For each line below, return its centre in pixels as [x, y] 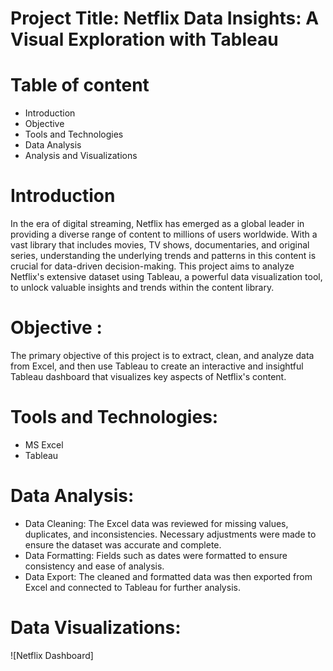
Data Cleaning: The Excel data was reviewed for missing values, [156, 523]
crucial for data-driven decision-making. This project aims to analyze [152, 266]
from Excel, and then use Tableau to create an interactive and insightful [157, 366]
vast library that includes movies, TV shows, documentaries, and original [160, 245]
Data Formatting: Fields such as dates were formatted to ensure [156, 555]
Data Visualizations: [96, 628]
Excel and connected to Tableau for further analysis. [132, 587]
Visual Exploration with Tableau [144, 39]
